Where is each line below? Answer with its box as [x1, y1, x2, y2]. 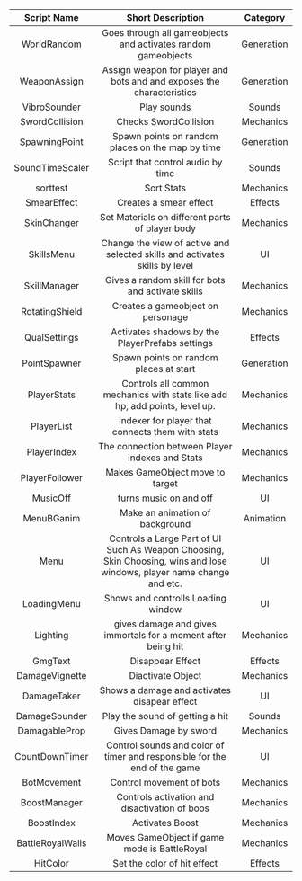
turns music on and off [117, 492, 213, 504]
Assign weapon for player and [102, 64, 229, 76]
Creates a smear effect [116, 197, 214, 209]
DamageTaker [22, 690, 81, 702]
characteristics [133, 86, 197, 98]
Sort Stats [144, 182, 187, 194]
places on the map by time [109, 141, 222, 154]
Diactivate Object [129, 670, 202, 681]
